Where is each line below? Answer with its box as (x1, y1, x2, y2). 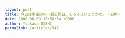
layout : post (5, 7, 32, 12)
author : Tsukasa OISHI (5, 21, 52, 26)
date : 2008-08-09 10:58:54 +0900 (5, 16, 75, 21)
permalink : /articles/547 (5, 26, 59, 31)
